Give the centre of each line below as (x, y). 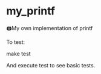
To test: (16, 42)
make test (19, 54)
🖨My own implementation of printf (50, 28)
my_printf (31, 11)
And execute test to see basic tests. (51, 65)
